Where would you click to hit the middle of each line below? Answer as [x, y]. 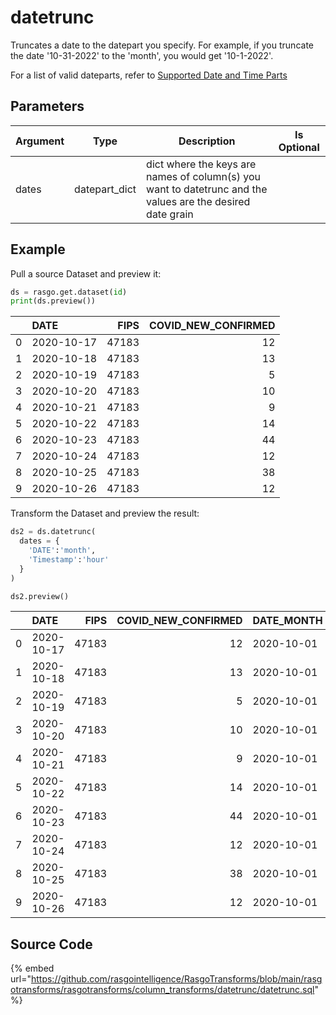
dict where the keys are [201, 164]
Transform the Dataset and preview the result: [105, 513]
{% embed [32, 968]
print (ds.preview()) [53, 301]
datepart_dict [105, 189]
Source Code [51, 944]
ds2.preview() [40, 596]
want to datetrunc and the [207, 189]
